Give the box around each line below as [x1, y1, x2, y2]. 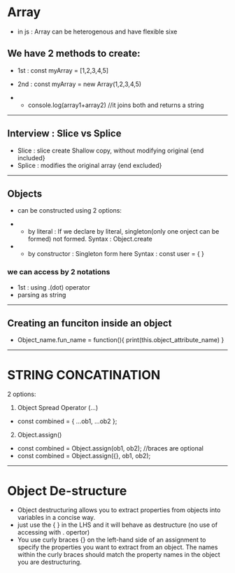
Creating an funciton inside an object [7, 318, 172, 330]
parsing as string [17, 290, 66, 299]
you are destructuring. [17, 558, 82, 567]
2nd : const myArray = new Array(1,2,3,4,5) [17, 80, 142, 88]
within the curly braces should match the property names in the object [17, 551, 220, 559]
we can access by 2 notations [7, 267, 111, 277]
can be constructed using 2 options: [17, 206, 122, 215]
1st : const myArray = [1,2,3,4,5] [17, 66, 109, 74]
